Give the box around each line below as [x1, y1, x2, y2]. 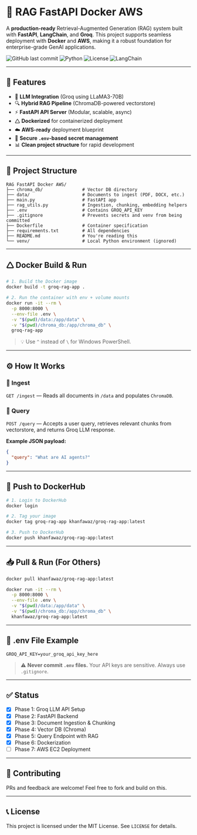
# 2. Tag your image [6, 514, 57, 519]
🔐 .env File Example [6, 636, 79, 646]
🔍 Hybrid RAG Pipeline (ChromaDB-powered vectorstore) [14, 99, 156, 106]
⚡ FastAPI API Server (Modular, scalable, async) [14, 108, 132, 115]
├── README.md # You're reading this [6, 233, 138, 239]
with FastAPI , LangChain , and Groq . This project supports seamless [6, 31, 172, 38]
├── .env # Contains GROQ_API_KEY [6, 207, 143, 213]
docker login [6, 502, 38, 509]
